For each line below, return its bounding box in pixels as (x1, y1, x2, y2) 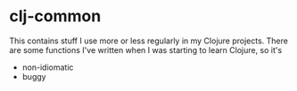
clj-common (9, 6, 102, 27)
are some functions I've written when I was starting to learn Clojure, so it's (9, 44, 283, 55)
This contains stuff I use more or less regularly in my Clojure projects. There (9, 35, 288, 46)
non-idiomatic (21, 62, 74, 72)
